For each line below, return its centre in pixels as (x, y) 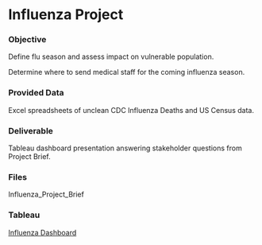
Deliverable (31, 130)
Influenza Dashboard (42, 232)
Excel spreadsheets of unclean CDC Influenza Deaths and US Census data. (131, 110)
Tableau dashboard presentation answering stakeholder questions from (125, 148)
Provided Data (36, 93)
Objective (27, 40)
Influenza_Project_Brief (46, 194)
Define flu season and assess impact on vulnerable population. (111, 56)
